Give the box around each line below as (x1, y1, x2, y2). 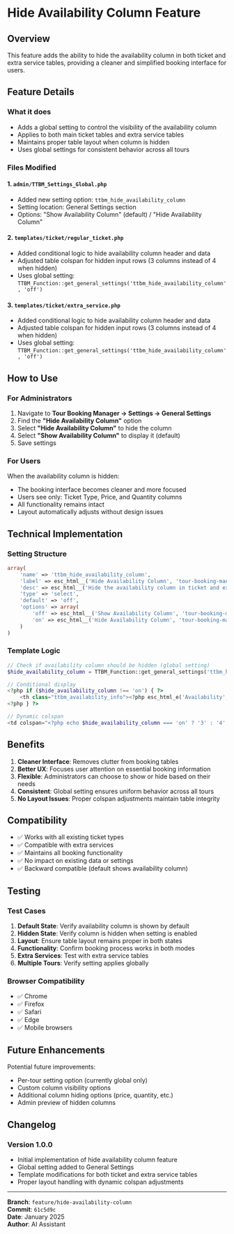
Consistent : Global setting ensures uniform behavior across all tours (17, 787, 214, 795)
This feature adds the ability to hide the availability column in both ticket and (7, 51, 226, 59)
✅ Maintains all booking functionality (17, 849, 123, 857)
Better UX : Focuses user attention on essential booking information (17, 765, 211, 773)
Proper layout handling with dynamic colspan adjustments (17, 1177, 184, 1186)
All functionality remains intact (17, 500, 104, 509)
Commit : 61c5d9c (7, 1205, 56, 1213)
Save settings (17, 438, 57, 447)
